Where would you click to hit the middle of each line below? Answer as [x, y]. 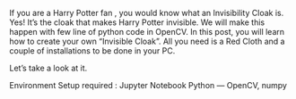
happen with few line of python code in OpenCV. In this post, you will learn [147, 32]
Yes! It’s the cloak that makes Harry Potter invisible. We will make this [137, 22]
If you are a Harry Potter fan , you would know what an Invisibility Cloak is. [147, 13]
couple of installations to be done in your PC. [92, 51]
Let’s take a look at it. [48, 68]
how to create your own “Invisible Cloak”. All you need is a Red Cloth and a [147, 41]
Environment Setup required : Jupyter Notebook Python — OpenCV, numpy [148, 85]
